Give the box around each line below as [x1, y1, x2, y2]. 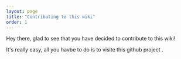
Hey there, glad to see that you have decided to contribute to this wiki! [6, 35, 176, 42]
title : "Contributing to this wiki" [6, 14, 95, 20]
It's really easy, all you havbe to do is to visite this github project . [6, 46, 164, 53]
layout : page [6, 8, 38, 14]
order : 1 [6, 19, 28, 25]
